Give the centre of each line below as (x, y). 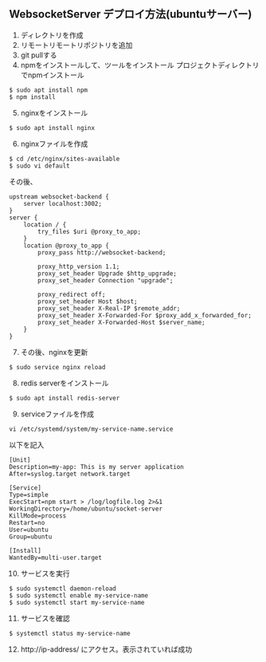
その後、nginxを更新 (54, 352)
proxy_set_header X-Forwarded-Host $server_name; (121, 322)
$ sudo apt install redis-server (65, 398)
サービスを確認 (45, 618)
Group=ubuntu (31, 537)
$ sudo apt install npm (49, 90)
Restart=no (27, 522)
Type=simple (29, 495)
